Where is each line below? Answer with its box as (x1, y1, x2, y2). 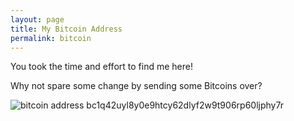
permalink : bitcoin (10, 33, 92, 43)
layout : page (10, 14, 65, 25)
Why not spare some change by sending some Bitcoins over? (10, 80, 263, 92)
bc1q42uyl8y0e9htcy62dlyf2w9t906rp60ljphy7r (86, 99, 284, 111)
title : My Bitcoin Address (10, 24, 123, 34)
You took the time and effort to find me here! (10, 61, 193, 73)
